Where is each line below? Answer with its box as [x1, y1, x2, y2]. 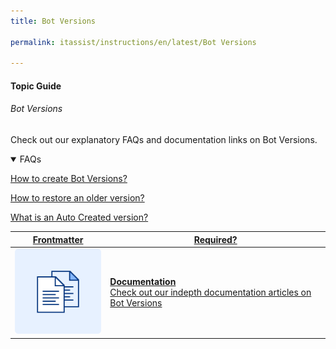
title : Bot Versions [10, 16, 97, 26]
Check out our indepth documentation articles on [109, 286, 312, 299]
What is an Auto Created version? [10, 211, 149, 224]
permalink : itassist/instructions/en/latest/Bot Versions [10, 37, 257, 47]
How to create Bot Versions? [10, 173, 128, 185]
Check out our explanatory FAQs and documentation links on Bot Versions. [10, 134, 318, 146]
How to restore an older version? [10, 192, 145, 204]
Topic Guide [10, 80, 62, 92]
